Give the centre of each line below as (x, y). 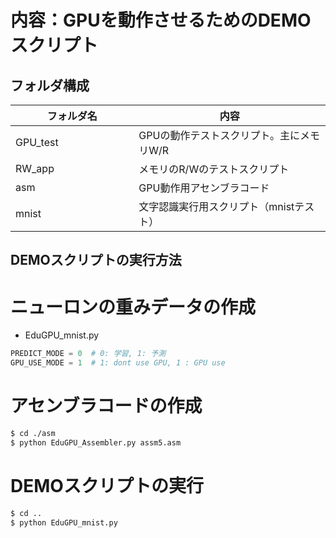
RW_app (35, 168)
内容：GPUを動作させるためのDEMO (161, 20)
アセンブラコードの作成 (106, 406)
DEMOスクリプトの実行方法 (96, 260)
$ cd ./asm (33, 434)
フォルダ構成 (50, 85)
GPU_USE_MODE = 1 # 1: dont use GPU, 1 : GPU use (118, 363)
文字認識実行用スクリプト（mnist (216, 206)
